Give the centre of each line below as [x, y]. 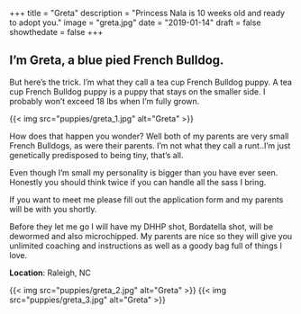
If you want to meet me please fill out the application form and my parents [146, 199]
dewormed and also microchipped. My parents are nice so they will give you [151, 236]
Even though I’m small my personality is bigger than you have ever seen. [144, 172]
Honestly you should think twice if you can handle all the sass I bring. [138, 182]
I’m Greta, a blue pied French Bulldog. [117, 61]
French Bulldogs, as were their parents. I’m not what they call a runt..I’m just [150, 145]
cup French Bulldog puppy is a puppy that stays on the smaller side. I [137, 91]
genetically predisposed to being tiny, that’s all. [96, 155]
